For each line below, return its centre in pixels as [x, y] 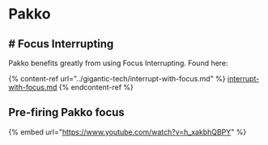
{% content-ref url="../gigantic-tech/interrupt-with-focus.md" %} [117, 79]
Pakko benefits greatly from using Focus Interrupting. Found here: [118, 63]
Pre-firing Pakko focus [67, 112]
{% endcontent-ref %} [96, 87]
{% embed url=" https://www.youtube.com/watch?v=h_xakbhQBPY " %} [128, 132]
